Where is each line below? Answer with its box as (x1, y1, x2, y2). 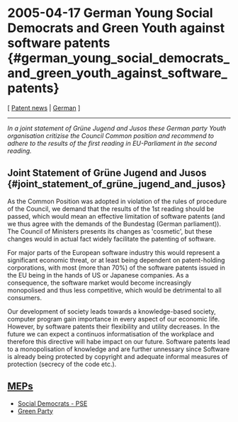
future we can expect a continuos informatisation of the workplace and (7, 329, 215, 338)
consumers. (7, 293, 42, 302)
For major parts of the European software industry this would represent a (7, 248, 220, 256)
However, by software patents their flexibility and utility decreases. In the (7, 322, 220, 331)
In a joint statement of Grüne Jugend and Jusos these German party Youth (7, 124, 227, 132)
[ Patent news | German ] (7, 103, 81, 112)
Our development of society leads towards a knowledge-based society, (7, 307, 216, 316)
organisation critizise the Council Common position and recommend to (7, 131, 215, 139)
